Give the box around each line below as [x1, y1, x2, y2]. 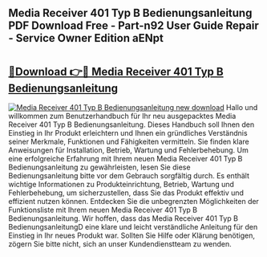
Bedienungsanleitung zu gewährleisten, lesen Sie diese [8, 162, 191, 172]
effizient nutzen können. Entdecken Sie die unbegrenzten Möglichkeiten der [8, 197, 259, 206]
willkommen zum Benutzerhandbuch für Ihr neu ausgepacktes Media [8, 112, 237, 120]
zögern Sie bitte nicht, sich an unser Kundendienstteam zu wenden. [8, 239, 233, 248]
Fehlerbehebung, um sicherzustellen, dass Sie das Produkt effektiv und [8, 188, 245, 198]
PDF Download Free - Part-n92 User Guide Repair [8, 19, 259, 33]
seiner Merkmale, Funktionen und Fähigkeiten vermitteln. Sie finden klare [8, 137, 250, 146]
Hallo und [225, 103, 258, 112]
